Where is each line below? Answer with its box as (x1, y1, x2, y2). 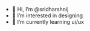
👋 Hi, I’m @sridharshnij (11, 6, 69, 13)
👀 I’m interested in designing (11, 12, 83, 19)
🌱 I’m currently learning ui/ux (11, 18, 85, 25)
